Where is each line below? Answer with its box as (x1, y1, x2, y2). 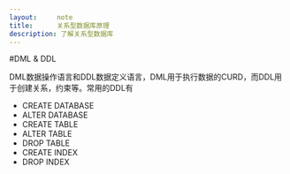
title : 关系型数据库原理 (9, 21, 111, 30)
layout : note (9, 12, 73, 22)
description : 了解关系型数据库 (9, 29, 114, 38)
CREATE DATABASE (21, 101, 95, 111)
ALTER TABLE (21, 129, 72, 140)
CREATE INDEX (21, 148, 78, 158)
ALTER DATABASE (21, 110, 88, 120)
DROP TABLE (21, 138, 71, 148)
